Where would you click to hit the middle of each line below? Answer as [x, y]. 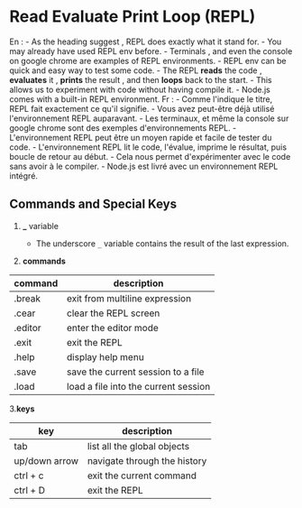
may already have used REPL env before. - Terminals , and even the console [151, 51]
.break [27, 298]
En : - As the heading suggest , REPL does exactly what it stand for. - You [146, 42]
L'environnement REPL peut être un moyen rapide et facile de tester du [141, 137]
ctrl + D [30, 490]
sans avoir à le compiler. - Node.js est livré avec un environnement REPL [144, 166]
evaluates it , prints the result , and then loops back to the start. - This [141, 79]
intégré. [24, 175]
